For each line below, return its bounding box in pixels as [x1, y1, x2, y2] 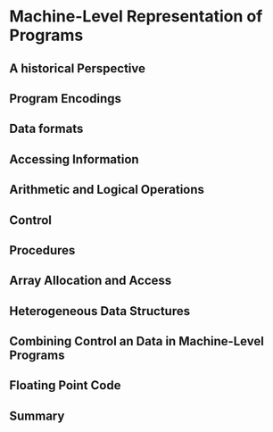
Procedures [9, 243, 76, 258]
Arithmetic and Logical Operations [9, 182, 205, 197]
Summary [9, 408, 65, 423]
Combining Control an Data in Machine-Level [9, 334, 265, 349]
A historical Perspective [9, 61, 145, 76]
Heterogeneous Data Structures [9, 303, 190, 319]
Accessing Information [9, 152, 140, 167]
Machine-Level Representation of [9, 6, 263, 27]
